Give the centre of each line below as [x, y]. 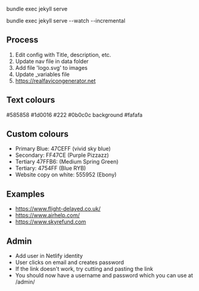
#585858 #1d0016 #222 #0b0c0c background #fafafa [74, 115]
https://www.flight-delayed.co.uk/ [58, 209]
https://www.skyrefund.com [51, 222]
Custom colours [38, 134]
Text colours [31, 100]
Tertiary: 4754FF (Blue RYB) [51, 168]
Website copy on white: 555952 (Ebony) [66, 175]
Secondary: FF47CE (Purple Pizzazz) [62, 155]
